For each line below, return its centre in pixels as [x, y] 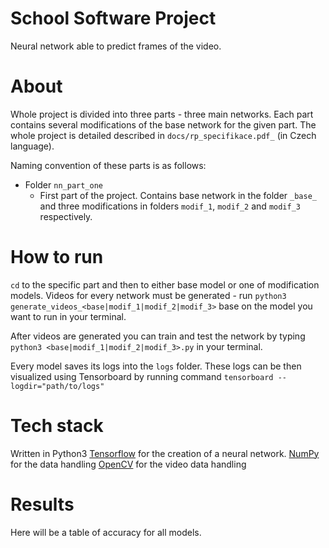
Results [42, 504]
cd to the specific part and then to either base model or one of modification [165, 284]
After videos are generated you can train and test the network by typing [158, 336]
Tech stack [57, 426]
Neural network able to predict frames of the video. [116, 46]
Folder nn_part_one [63, 184]
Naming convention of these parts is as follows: [108, 165]
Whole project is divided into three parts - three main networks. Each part [162, 114]
